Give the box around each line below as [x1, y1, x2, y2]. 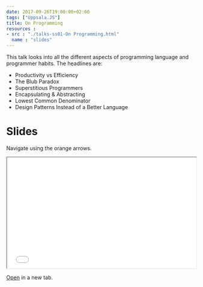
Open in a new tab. [6, 274, 53, 281]
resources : [6, 25, 36, 32]
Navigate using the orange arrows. [6, 144, 92, 151]
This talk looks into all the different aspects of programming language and [6, 54, 189, 60]
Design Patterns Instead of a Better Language [14, 104, 128, 110]
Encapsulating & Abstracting [14, 91, 85, 98]
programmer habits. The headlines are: [6, 60, 103, 67]
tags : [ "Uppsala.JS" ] [6, 14, 61, 20]
